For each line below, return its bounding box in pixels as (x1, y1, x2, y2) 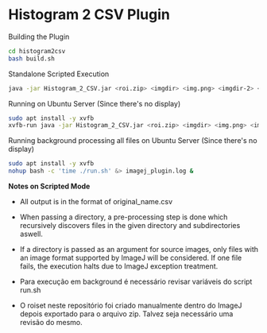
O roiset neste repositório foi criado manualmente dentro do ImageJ (19, 300, 242, 311)
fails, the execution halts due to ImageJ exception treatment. (19, 261, 219, 271)
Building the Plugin (8, 32, 70, 41)
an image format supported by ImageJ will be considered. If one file (19, 253, 242, 263)
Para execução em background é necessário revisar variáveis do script (19, 277, 253, 287)
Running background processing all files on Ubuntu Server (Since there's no (8, 136, 257, 145)
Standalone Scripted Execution (8, 69, 110, 79)
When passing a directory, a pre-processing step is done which (19, 212, 228, 222)
